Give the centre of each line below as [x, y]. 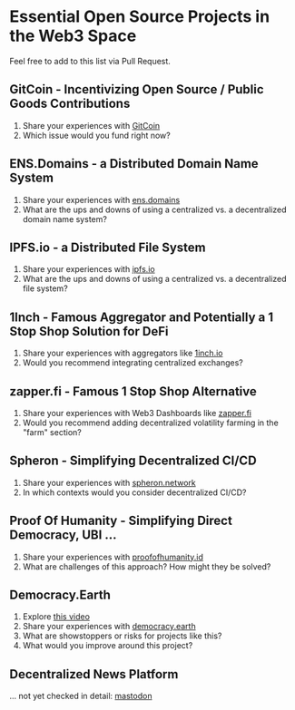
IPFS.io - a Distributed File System [108, 247]
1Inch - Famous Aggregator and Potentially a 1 [142, 317]
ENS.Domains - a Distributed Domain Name [134, 164]
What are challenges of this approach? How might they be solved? [147, 566]
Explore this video [56, 617]
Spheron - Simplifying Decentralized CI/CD [133, 461]
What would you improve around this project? [108, 646]
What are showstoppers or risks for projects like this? [122, 636]
